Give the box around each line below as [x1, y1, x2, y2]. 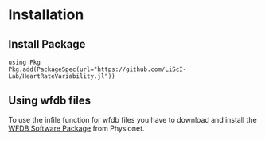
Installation [8, 6, 84, 24]
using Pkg [8, 58, 41, 66]
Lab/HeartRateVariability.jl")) [8, 72, 115, 80]
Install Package [8, 37, 86, 51]
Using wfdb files [8, 94, 92, 108]
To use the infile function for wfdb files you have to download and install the [8, 115, 257, 124]
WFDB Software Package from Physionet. [8, 123, 145, 133]
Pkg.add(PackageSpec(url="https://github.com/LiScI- [8, 65, 187, 73]
